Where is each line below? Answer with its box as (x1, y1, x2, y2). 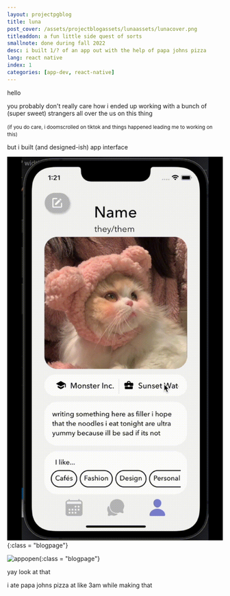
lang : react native (7, 55, 63, 62)
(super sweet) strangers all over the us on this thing (7, 109, 153, 117)
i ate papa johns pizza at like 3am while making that (7, 581, 153, 589)
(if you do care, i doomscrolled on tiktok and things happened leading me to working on (7, 123, 213, 130)
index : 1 (7, 62, 32, 69)
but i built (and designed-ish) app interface (7, 142, 129, 151)
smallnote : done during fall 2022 (7, 40, 106, 47)
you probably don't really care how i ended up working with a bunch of (7, 101, 207, 110)
